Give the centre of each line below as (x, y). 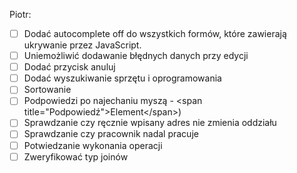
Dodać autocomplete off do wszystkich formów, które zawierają (155, 33)
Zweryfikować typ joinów (76, 156)
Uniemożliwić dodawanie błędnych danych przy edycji (136, 56)
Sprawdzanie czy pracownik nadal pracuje (111, 134)
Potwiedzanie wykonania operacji (93, 145)
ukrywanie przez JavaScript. (82, 45)
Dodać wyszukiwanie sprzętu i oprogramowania (122, 78)
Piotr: (20, 14)
